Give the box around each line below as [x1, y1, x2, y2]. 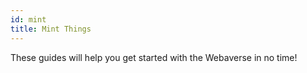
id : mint [10, 14, 47, 25]
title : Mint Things [10, 24, 92, 34]
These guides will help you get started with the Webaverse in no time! [10, 51, 298, 63]
